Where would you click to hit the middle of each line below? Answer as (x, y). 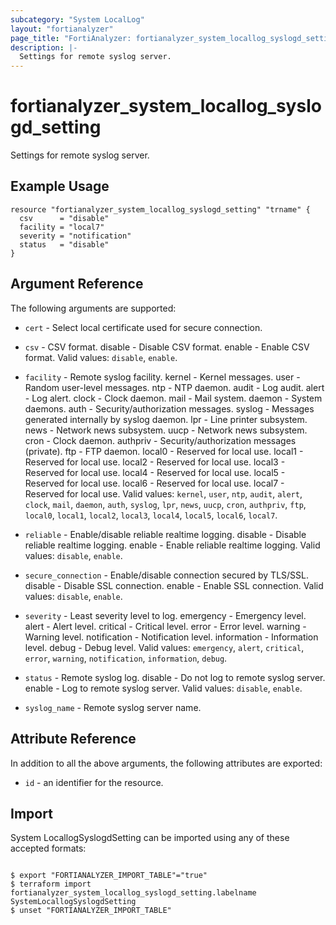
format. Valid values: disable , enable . (101, 357)
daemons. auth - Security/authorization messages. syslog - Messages (169, 408)
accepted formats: (48, 848)
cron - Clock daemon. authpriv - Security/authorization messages (160, 440)
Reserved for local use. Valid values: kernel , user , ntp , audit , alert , (163, 493)
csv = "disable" (64, 218)
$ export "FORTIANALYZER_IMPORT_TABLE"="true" (109, 876)
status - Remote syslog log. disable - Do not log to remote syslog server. (175, 677)
